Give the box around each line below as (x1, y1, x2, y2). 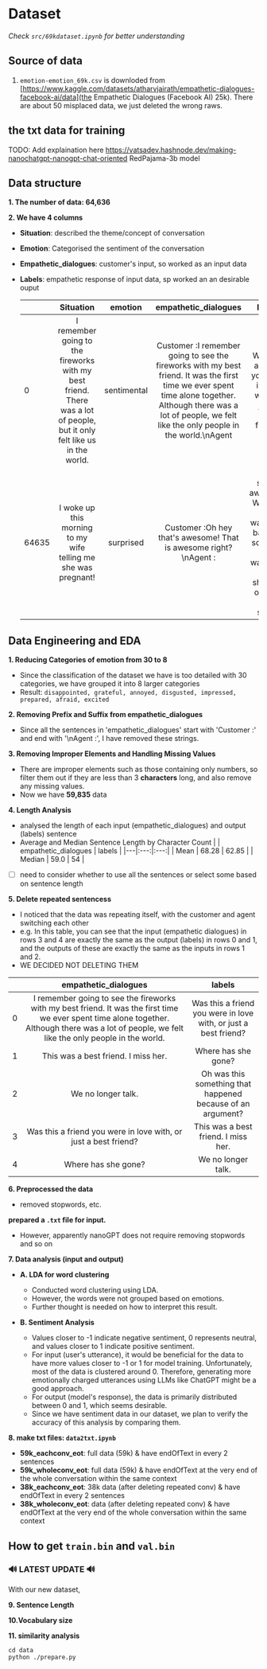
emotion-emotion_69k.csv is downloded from (19, 75, 165, 84)
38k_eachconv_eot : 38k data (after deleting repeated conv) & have (19, 1482, 241, 1492)
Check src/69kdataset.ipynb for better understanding (8, 31, 185, 41)
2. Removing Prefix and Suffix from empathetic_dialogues (8, 710, 203, 719)
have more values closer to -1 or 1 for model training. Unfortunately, (31, 1359, 253, 1368)
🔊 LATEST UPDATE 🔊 (8, 1563, 95, 1574)
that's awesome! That (158, 532, 239, 544)
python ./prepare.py (8, 1653, 77, 1661)
